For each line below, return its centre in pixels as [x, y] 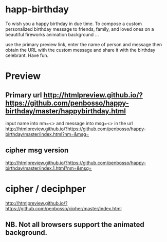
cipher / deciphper [46, 189]
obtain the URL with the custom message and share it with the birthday [80, 50]
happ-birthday [37, 9]
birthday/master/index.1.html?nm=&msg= [49, 168]
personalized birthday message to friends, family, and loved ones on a [80, 29]
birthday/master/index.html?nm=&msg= [47, 134]
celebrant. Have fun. [27, 55]
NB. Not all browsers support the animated [75, 225]
